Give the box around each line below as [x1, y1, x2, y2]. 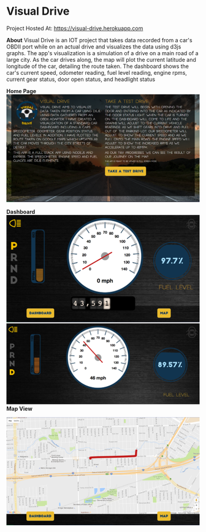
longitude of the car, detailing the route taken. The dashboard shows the [6, 63, 189, 70]
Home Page [6, 87, 37, 94]
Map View [6, 405, 32, 412]
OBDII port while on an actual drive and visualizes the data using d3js [6, 43, 181, 50]
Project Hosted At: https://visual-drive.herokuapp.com [6, 25, 143, 32]
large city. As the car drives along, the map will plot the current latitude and [6, 56, 196, 63]
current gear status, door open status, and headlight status [6, 75, 155, 83]
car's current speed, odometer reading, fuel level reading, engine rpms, [6, 69, 187, 76]
